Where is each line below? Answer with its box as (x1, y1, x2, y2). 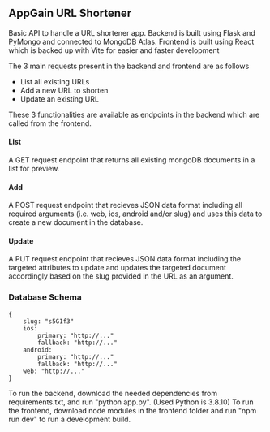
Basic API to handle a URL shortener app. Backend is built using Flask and (8, 28, 255, 37)
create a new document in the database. (8, 218, 144, 227)
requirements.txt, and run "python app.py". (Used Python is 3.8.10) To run (8, 397, 254, 407)
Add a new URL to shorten (19, 85, 109, 95)
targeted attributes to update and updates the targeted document (8, 263, 227, 273)
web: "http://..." (23, 367, 85, 375)
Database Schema (8, 292, 83, 303)
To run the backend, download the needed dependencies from (8, 388, 217, 398)
